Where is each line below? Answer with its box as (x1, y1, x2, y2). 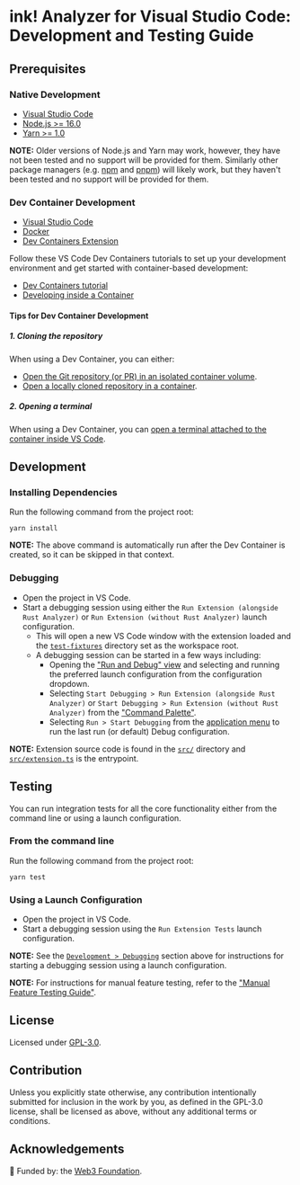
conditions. (9, 1115, 51, 1126)
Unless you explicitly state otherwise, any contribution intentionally (9, 1086, 257, 1098)
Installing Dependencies (9, 486, 119, 499)
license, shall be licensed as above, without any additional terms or (9, 1106, 258, 1117)
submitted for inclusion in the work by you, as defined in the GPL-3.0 (9, 1096, 263, 1107)
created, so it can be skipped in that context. (9, 549, 175, 560)
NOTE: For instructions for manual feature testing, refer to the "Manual (9, 977, 270, 988)
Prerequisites (9, 61, 86, 76)
